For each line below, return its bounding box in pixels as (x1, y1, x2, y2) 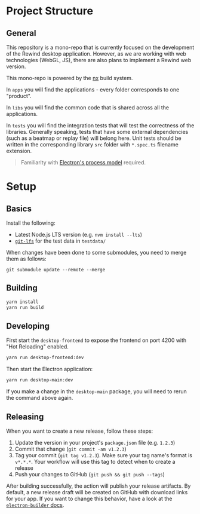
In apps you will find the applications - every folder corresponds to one (6, 86, 180, 93)
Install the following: (6, 219, 56, 227)
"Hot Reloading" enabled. (6, 343, 69, 350)
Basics (6, 203, 32, 213)
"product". (6, 93, 32, 99)
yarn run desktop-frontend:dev (6, 354, 84, 361)
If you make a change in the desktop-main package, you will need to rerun (6, 388, 187, 395)
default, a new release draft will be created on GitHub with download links (6, 488, 188, 495)
